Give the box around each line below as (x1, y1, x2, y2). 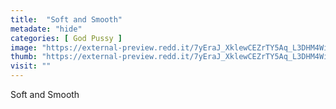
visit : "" (10, 61, 52, 71)
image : (10, 42, 38, 53)
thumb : (10, 52, 38, 62)
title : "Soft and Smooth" (10, 14, 123, 25)
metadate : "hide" (10, 24, 83, 34)
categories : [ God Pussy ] (10, 33, 123, 43)
